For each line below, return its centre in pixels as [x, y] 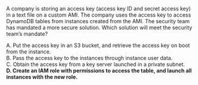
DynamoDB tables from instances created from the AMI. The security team [98, 21]
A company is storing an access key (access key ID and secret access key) [98, 9]
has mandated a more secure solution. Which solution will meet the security [99, 27]
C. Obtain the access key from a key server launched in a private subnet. [96, 64]
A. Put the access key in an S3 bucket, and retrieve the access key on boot [98, 45]
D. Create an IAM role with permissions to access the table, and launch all [99, 70]
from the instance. [29, 52]
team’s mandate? [27, 34]
